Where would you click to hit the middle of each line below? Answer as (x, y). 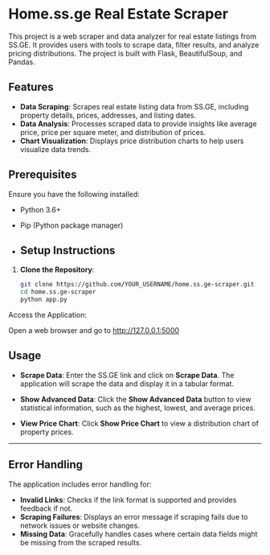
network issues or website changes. (80, 525)
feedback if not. (46, 508)
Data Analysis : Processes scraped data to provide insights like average (138, 123)
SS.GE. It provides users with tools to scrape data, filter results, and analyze (134, 44)
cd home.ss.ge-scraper (58, 292)
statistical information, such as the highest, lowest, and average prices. (137, 408)
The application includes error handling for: (80, 484)
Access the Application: (47, 315)
